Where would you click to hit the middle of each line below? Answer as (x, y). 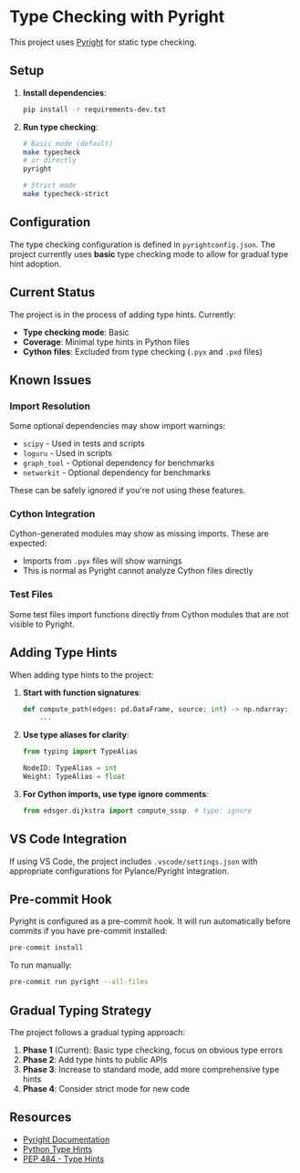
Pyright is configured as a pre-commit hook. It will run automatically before (150, 921)
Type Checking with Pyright (117, 17)
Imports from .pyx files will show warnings (102, 561)
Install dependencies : (64, 92)
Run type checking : (60, 127)
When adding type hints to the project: (82, 675)
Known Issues (51, 380)
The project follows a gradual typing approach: (98, 1033)
